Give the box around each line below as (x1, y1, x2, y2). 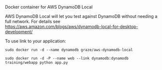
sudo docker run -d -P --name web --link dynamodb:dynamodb (5, 56, 129, 61)
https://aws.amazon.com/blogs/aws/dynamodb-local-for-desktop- (5, 24, 138, 29)
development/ (5, 29, 33, 34)
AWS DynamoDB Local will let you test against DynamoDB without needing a (5, 14, 158, 19)
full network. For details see (5, 19, 60, 24)
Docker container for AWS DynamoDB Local (5, 4, 93, 10)
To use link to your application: (5, 38, 66, 44)
